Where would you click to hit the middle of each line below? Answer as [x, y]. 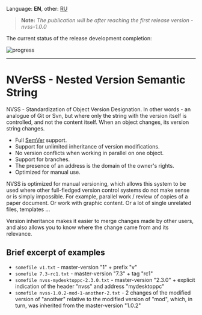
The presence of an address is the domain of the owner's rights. [94, 165]
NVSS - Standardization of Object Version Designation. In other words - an [99, 109]
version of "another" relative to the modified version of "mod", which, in [104, 299]
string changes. [26, 128]
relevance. [19, 233]
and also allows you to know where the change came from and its [87, 227]
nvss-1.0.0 [34, 27]
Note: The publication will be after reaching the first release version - [107, 20]
